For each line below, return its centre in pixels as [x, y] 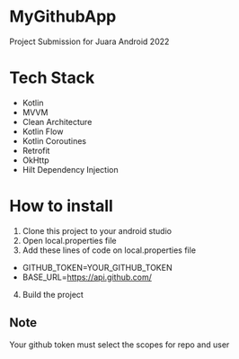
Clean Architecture [57, 121]
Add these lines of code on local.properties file [109, 250]
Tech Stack [52, 78]
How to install [62, 206]
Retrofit [36, 150]
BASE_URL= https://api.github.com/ [87, 277]
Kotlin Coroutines [54, 140]
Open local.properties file [69, 240]
